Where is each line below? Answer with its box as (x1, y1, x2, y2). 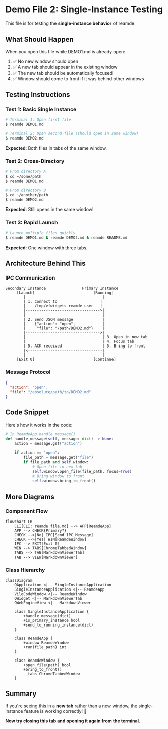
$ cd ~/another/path (5, 192, 49, 197)
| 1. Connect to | (23, 299, 102, 304)
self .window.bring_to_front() (32, 478, 96, 483)
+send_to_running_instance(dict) (23, 622, 94, 628)
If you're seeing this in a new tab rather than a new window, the (5, 703, 138, 709)
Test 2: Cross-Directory (5, 157, 65, 164)
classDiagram (5, 578, 33, 583)
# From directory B (5, 188, 46, 193)
